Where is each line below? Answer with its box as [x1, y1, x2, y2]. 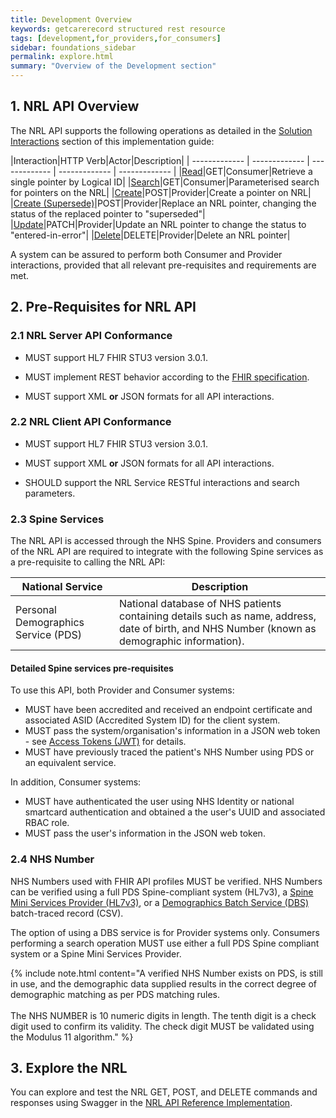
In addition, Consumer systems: [10, 776, 142, 788]
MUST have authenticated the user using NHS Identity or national [24, 796, 295, 808]
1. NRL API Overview [10, 98, 140, 115]
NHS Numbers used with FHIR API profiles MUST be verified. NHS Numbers [10, 875, 323, 887]
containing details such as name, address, [119, 609, 317, 623]
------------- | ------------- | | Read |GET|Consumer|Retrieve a [58, 165, 313, 177]
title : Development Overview [10, 14, 132, 25]
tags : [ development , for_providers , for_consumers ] [10, 33, 222, 43]
